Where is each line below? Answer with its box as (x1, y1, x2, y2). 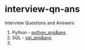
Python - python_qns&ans (12, 29, 66, 35)
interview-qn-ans (5, 3, 80, 15)
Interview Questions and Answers (5, 20, 75, 26)
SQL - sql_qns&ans (12, 35, 52, 41)
